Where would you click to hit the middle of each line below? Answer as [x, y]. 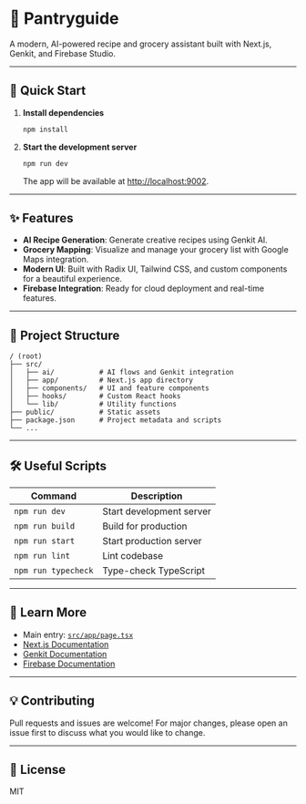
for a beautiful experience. [72, 279]
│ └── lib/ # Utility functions [93, 405]
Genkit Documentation [65, 654]
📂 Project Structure [65, 335]
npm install [45, 129]
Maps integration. [56, 260]
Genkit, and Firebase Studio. [63, 53]
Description [157, 496]
